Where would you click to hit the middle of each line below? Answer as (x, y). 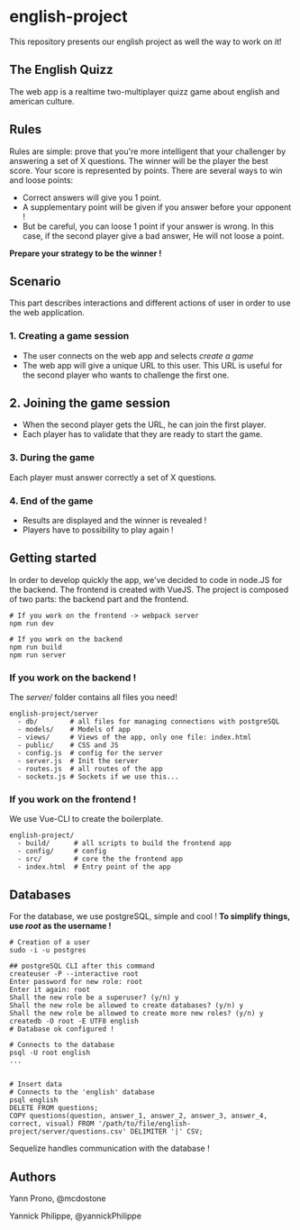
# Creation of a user (50, 943)
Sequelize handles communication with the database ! (109, 1148)
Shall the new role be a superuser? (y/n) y (94, 998)
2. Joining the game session (90, 403)
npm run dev (32, 624)
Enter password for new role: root (76, 982)
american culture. (42, 101)
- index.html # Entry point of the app (94, 867)
